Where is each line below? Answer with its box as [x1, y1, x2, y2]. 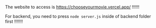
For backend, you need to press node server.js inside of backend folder [5, 14, 152, 19]
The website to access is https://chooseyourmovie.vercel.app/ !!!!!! [5, 4, 139, 10]
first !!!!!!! [5, 19, 23, 24]
